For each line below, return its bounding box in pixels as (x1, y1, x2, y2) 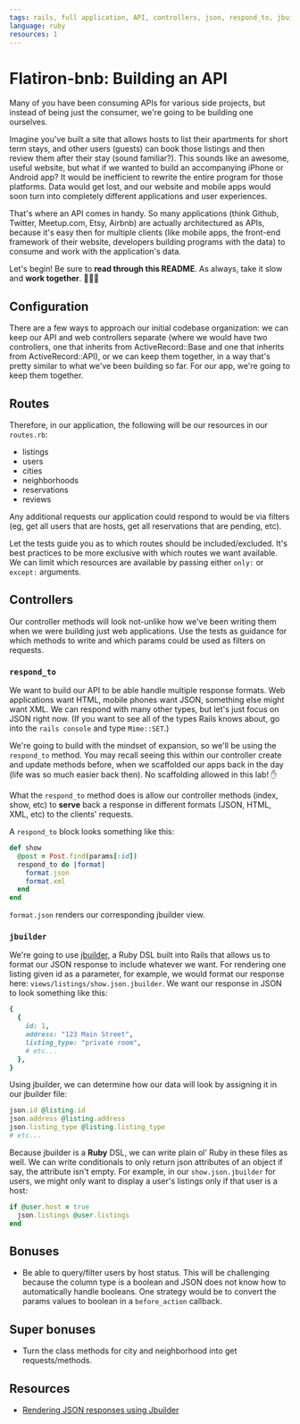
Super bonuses (9, 1321, 96, 1336)
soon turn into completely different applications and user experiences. (9, 191, 268, 202)
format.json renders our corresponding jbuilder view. (9, 909, 205, 920)
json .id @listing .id (9, 1106, 87, 1115)
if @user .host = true (9, 1202, 90, 1211)
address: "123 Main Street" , (25, 1030, 134, 1039)
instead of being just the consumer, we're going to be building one (9, 107, 254, 118)
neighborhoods (21, 474, 79, 485)
